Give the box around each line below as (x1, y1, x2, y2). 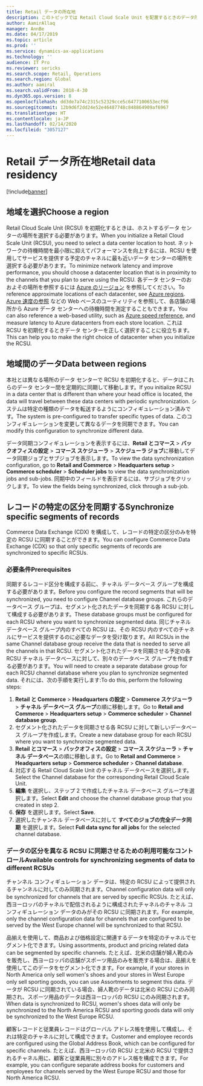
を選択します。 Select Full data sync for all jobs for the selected (22, 823, 180, 831)
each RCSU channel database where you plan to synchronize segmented (6, 669, 188, 676)
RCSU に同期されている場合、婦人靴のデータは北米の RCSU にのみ (23, 986, 190, 993)
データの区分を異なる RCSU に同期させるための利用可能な (6, 847, 175, 855)
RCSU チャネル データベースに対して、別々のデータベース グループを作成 (6, 655, 188, 662)
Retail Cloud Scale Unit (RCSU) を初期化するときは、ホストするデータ (6, 224, 180, 231)
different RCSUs (6, 864, 55, 872)
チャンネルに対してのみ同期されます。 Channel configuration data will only (11, 885, 196, 893)
